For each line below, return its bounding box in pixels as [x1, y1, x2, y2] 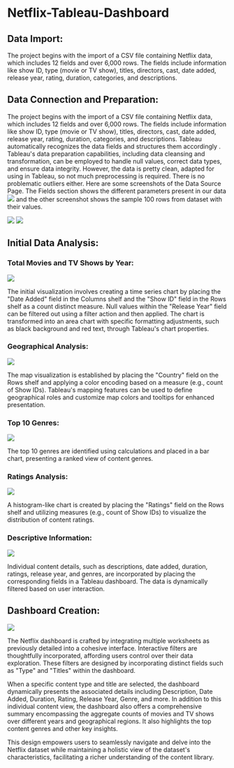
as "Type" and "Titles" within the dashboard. [7, 666, 136, 674]
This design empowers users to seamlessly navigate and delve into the [7, 738, 212, 746]
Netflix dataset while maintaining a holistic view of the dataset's [7, 745, 191, 753]
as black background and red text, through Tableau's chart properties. [7, 324, 210, 333]
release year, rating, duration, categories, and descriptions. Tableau [7, 134, 203, 143]
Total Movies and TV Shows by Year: [7, 258, 134, 268]
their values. [7, 202, 43, 211]
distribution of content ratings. [7, 515, 95, 524]
